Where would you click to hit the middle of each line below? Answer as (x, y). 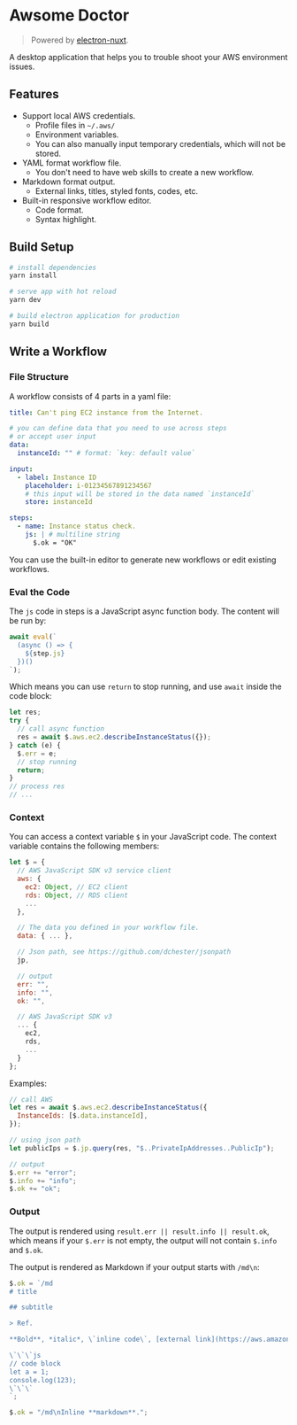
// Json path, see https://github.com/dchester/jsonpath (124, 952)
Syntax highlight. (66, 219)
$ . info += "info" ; (43, 1181)
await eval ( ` (33, 637)
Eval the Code (40, 592)
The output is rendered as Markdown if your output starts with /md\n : (134, 1266)
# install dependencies (53, 267)
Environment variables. (77, 135)
